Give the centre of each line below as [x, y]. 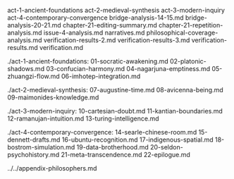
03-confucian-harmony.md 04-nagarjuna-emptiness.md [128, 69]
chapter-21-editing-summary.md [110, 25]
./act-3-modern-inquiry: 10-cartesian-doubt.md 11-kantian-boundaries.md [115, 111]
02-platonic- [188, 61]
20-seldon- [167, 147]
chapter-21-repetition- [191, 25]
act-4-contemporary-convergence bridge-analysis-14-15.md [96, 18]
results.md [23, 48]
